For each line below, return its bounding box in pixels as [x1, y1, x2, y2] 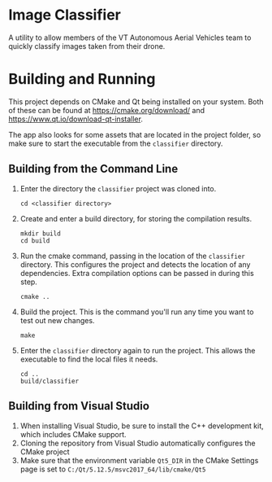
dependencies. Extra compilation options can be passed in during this [19, 268, 254, 278]
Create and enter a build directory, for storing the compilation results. [19, 213, 253, 223]
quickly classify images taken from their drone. [8, 41, 166, 50]
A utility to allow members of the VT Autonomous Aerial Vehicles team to [8, 33, 252, 42]
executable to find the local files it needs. [19, 354, 158, 364]
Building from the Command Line [8, 162, 179, 176]
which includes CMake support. [19, 429, 127, 439]
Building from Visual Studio [8, 399, 150, 413]
